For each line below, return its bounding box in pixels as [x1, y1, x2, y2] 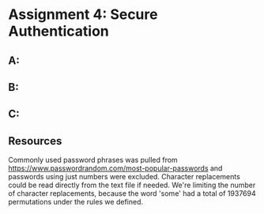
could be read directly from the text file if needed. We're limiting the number [8, 180, 256, 190]
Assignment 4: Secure [8, 6, 158, 24]
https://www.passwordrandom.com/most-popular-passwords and [8, 163, 223, 173]
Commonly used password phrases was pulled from [8, 156, 178, 165]
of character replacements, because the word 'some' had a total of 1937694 [8, 189, 256, 198]
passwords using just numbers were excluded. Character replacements [8, 172, 241, 182]
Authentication [8, 22, 109, 40]
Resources [8, 134, 62, 148]
